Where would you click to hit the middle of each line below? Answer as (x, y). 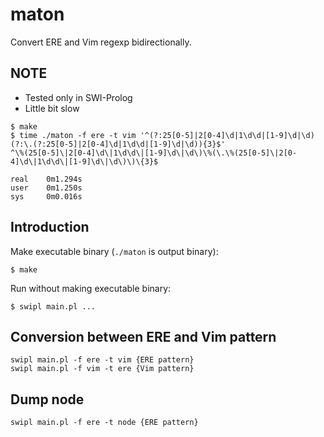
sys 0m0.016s (46, 196)
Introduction (50, 227)
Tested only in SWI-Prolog (78, 97)
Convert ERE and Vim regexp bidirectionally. (101, 42)
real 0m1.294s (46, 179)
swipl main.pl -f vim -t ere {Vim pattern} (102, 369)
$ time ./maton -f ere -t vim (73, 135)
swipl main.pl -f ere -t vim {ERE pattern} (102, 360)
